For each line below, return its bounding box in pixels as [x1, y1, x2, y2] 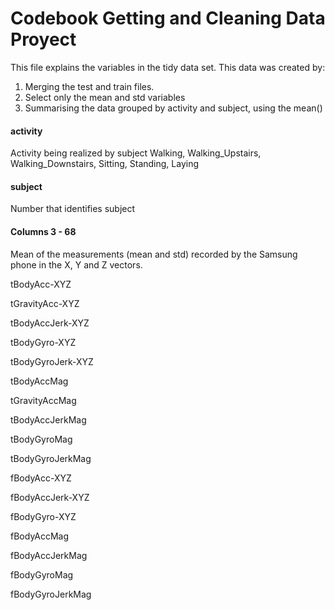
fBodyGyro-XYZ [10, 510, 77, 522]
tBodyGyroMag [10, 433, 73, 445]
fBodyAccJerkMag [10, 549, 88, 561]
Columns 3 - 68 [10, 225, 77, 237]
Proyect [10, 28, 77, 51]
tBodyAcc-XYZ [10, 278, 72, 290]
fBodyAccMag [10, 530, 70, 542]
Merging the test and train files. [24, 80, 155, 92]
